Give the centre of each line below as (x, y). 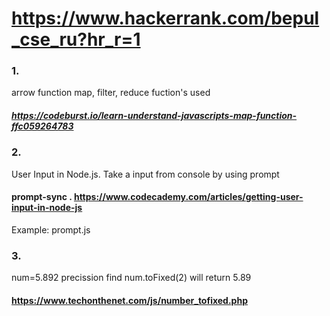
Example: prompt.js (51, 230)
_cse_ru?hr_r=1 (76, 39)
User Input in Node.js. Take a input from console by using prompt (145, 174)
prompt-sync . (42, 197)
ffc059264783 (42, 126)
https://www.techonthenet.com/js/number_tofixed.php (129, 300)
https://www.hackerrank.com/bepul (165, 18)
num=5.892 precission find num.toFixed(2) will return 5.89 (131, 278)
